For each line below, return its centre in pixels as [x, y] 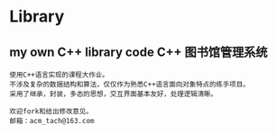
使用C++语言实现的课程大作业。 [60, 75]
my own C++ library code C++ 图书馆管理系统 [138, 52]
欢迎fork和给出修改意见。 [51, 112]
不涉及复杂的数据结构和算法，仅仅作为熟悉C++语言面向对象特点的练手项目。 [129, 85]
